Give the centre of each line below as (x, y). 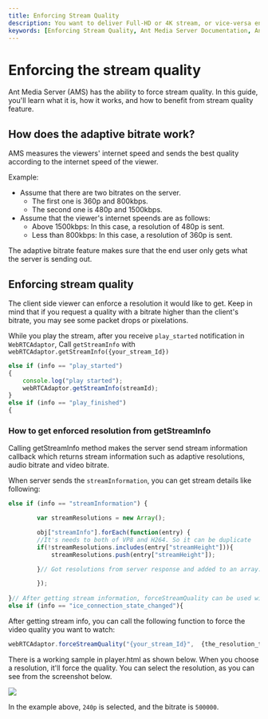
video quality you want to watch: (62, 629)
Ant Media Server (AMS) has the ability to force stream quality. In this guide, (133, 92)
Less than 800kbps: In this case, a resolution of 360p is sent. (132, 235)
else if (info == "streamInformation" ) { (78, 504)
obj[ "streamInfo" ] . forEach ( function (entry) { (114, 533)
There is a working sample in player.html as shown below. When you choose (134, 659)
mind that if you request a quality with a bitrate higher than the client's (124, 311)
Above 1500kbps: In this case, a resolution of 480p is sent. (128, 227)
